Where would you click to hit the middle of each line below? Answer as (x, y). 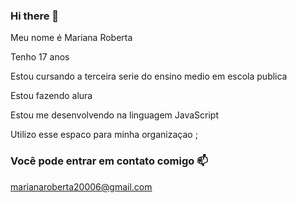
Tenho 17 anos (40, 57)
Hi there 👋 (35, 16)
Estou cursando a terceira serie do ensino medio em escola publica (149, 76)
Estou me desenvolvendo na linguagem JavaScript (114, 115)
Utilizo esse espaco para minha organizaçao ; (104, 135)
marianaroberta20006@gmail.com (81, 186)
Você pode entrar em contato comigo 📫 (109, 161)
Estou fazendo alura (51, 96)
